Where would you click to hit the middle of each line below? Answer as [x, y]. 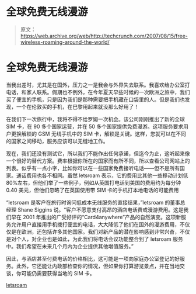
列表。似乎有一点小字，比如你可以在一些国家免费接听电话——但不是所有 [93, 168]
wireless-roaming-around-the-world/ [65, 42]
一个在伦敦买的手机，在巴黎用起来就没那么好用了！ [77, 106]
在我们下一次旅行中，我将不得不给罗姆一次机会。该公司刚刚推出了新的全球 [95, 119]
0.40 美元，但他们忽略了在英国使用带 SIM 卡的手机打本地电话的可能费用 [92, 190]
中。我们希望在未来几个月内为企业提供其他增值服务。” [70, 246]
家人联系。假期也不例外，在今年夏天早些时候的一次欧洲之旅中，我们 [108, 92]
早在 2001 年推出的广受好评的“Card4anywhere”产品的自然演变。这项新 [96, 217]
